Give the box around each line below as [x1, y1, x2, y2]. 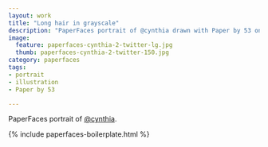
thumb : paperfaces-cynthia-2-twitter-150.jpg [15, 48, 170, 56]
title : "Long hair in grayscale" [8, 19, 120, 27]
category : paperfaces [8, 56, 81, 64]
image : [8, 33, 30, 42]
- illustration [8, 78, 59, 86]
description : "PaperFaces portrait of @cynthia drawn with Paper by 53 [8, 26, 251, 34]
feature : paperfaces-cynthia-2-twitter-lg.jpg [15, 41, 173, 49]
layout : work [8, 11, 52, 20]
